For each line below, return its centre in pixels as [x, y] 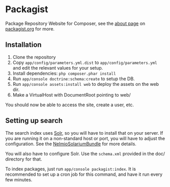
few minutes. [19, 179]
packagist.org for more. [30, 28]
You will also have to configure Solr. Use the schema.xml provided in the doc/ [85, 153]
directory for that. [24, 159]
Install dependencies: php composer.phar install [64, 73]
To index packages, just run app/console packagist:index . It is [71, 169]
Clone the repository [34, 57]
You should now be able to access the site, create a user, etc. [69, 105]
